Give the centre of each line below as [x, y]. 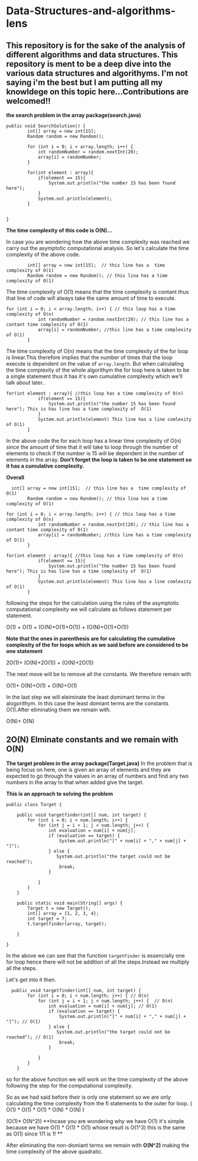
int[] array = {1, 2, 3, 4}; [63, 913]
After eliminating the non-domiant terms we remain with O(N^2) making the [98, 1145]
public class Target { [34, 804]
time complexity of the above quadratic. [55, 1152]
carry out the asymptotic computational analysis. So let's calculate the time [98, 248]
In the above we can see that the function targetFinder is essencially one [95, 955]
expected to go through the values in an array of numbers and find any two [98, 776]
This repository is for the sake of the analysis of [96, 45]
